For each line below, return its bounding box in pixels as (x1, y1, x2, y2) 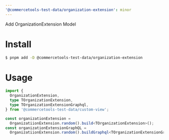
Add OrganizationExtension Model (5, 21, 76, 27)
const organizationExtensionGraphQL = (5, 125, 87, 130)
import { (5, 88, 24, 93)
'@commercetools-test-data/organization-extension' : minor (5, 7, 132, 12)
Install (5, 38, 32, 50)
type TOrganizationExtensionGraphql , (10, 102, 89, 107)
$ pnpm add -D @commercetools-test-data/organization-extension (5, 55, 143, 60)
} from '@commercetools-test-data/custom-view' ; (5, 107, 109, 112)
